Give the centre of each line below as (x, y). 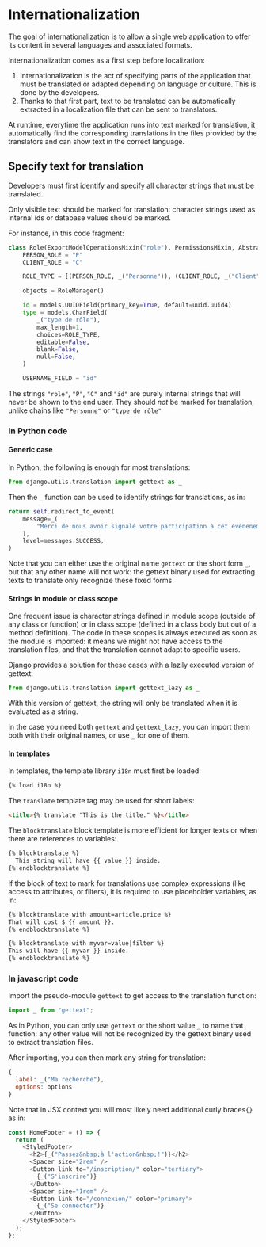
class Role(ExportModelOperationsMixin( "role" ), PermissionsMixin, (122, 247)
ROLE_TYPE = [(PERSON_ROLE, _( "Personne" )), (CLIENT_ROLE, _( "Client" (141, 276)
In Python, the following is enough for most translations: (99, 467)
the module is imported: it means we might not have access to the (116, 641)
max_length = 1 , (60, 327)
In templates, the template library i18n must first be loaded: (105, 771)
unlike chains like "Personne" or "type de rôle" (85, 410)
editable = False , (63, 342)
